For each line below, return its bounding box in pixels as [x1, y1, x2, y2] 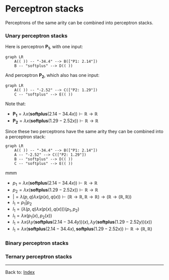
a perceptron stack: [5, 134, 46, 140]
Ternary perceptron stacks [5, 253, 72, 260]
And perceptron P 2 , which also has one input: [5, 72, 100, 79]
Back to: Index [5, 269, 35, 275]
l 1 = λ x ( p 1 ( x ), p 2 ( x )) [12, 212, 52, 220]
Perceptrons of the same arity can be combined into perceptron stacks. [5, 20, 153, 26]
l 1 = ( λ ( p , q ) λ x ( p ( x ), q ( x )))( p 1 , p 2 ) [12, 206, 79, 213]
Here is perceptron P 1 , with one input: [5, 44, 83, 51]
